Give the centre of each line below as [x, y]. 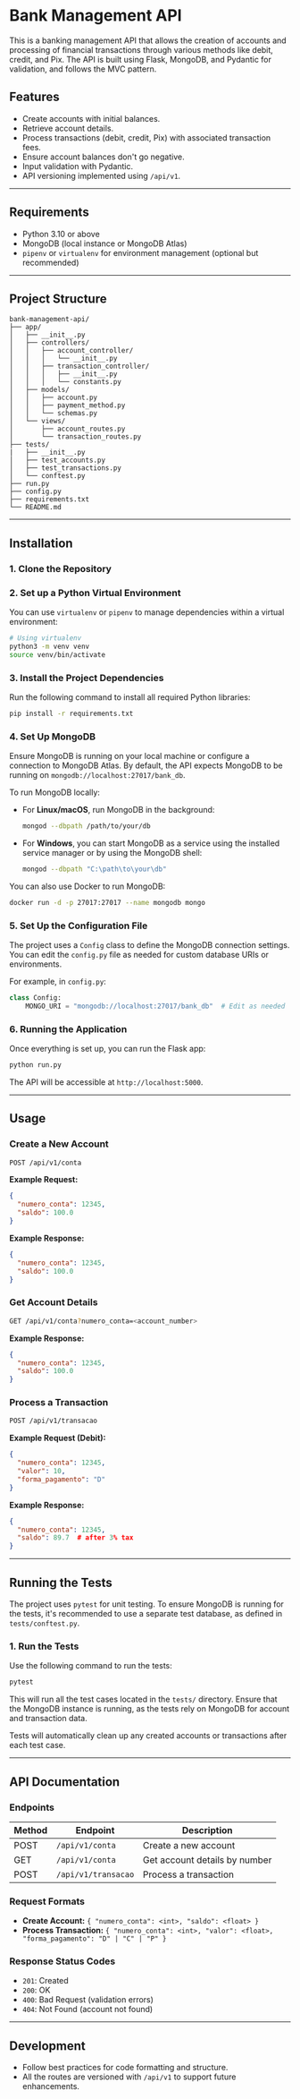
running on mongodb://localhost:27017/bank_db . [97, 775]
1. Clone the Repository [60, 568]
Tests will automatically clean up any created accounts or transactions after [148, 1736]
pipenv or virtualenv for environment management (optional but [140, 252]
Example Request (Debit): [58, 1438]
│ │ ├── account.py [54, 398]
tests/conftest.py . [45, 1623]
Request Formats [47, 1901]
